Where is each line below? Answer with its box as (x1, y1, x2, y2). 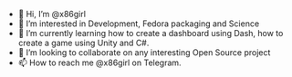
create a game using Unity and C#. (17, 37, 150, 48)
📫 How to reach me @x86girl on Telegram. (17, 57, 182, 68)
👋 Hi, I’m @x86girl (17, 9, 87, 19)
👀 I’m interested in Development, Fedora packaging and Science (17, 18, 260, 29)
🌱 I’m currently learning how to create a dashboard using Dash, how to (17, 28, 284, 38)
